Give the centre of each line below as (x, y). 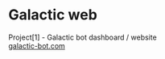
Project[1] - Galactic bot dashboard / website (82, 37)
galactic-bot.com (37, 45)
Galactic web (53, 15)
